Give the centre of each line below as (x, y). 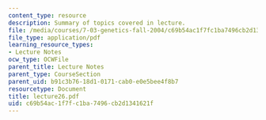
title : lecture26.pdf (44, 96)
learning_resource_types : (51, 45)
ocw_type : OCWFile (38, 60)
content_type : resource (47, 15)
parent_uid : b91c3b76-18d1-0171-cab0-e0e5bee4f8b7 (93, 81)
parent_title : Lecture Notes (56, 67)
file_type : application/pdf (55, 37)
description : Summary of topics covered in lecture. (97, 23)
